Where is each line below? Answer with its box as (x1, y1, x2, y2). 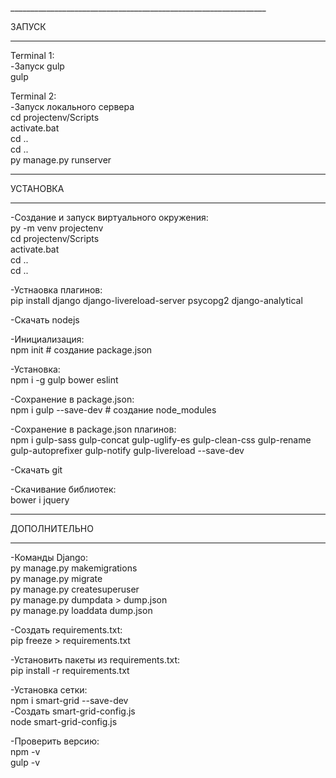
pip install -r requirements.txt (10, 665, 130, 676)
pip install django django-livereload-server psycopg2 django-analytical (10, 295, 303, 306)
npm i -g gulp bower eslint (10, 374, 119, 386)
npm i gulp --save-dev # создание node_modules (10, 404, 217, 416)
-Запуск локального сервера (10, 101, 135, 112)
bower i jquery (10, 494, 70, 506)
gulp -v (10, 757, 41, 768)
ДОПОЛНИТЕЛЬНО (10, 523, 94, 534)
